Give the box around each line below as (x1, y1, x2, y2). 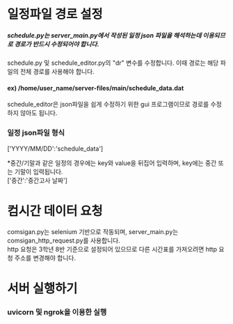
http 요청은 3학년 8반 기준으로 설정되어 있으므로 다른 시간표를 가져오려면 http (7, 245, 218, 253)
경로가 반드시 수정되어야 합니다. (14, 40, 99, 48)
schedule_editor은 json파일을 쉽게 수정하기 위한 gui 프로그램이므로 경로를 (7, 100, 209, 109)
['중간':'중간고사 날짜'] (7, 176, 68, 185)
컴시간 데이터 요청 (7, 203, 103, 219)
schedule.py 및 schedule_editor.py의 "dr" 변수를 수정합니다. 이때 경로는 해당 (7, 59, 219, 67)
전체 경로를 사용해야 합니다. (19, 68, 95, 76)
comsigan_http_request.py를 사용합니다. (7, 236, 120, 245)
